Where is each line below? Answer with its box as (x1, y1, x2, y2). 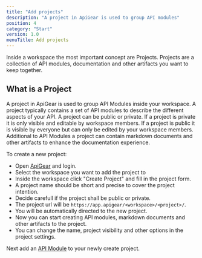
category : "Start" (6, 25, 53, 32)
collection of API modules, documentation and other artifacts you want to (6, 60, 189, 67)
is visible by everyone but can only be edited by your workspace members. (6, 125, 194, 133)
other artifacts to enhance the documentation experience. (6, 139, 150, 146)
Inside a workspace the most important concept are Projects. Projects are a (6, 54, 195, 61)
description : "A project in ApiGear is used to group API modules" (6, 15, 180, 21)
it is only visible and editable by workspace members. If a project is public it (6, 119, 195, 127)
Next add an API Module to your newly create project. (6, 245, 140, 252)
